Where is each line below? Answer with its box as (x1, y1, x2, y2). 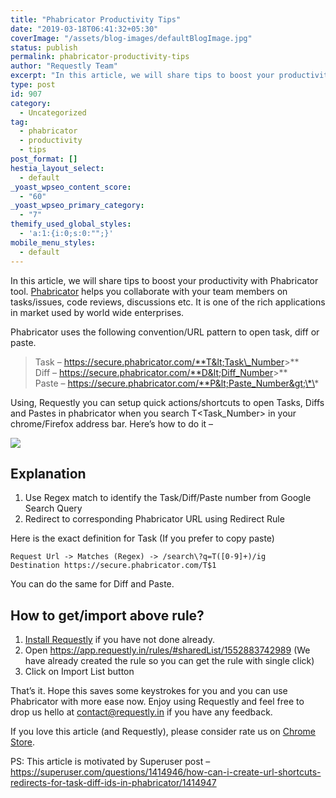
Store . (10, 736, 36, 748)
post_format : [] (10, 154, 78, 164)
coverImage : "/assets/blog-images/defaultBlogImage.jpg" (10, 33, 253, 43)
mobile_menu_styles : (10, 237, 97, 248)
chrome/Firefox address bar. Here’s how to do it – (10, 417, 214, 430)
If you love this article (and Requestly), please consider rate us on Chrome (10, 726, 317, 738)
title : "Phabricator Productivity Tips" (10, 14, 182, 25)
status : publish (10, 42, 78, 53)
